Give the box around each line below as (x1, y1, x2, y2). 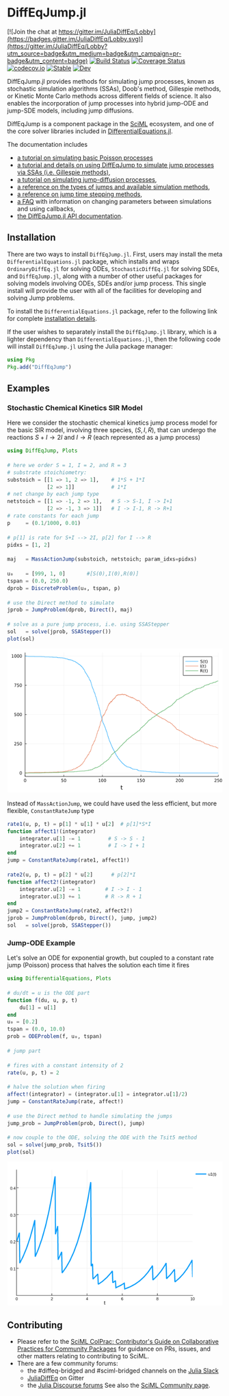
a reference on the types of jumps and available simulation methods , (16, 182, 211, 191)
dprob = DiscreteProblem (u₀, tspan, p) (7, 584, 121, 591)
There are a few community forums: (16, 1359, 118, 1367)
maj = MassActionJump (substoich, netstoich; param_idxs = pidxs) (7, 556, 197, 563)
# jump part (7, 1048, 41, 1054)
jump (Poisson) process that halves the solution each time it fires (7, 961, 190, 969)
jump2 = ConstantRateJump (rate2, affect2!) (7, 908, 133, 914)
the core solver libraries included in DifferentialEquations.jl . (7, 127, 173, 135)
